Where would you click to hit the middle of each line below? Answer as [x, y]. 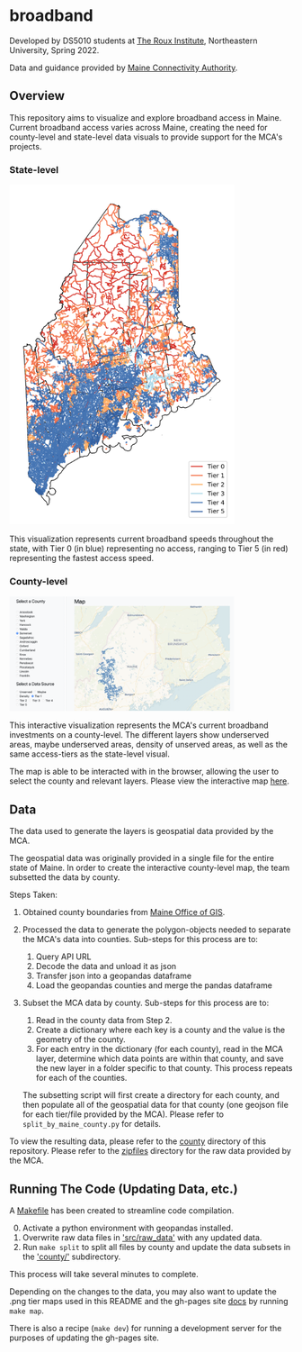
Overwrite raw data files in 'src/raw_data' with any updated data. [142, 1238]
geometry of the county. [80, 1039]
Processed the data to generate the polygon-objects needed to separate [156, 930]
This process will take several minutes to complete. [104, 1275]
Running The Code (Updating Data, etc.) [124, 1189]
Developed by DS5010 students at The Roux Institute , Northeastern [133, 41]
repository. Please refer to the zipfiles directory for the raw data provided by [151, 1151]
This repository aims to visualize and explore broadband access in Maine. [146, 117]
